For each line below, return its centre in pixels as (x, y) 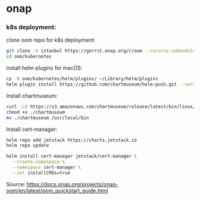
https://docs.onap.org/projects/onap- (72, 184)
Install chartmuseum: (32, 96)
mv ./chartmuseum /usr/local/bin (48, 118)
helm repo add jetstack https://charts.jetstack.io (71, 140)
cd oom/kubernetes (29, 57)
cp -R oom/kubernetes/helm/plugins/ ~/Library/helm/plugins (82, 79)
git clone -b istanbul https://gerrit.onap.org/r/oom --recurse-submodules (102, 51)
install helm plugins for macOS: (44, 68)
